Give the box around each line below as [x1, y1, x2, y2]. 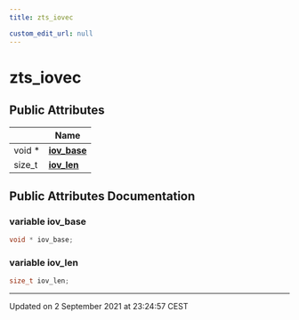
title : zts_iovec [9, 12, 74, 22]
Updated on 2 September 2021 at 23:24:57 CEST [9, 301, 189, 312]
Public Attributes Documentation [9, 188, 196, 204]
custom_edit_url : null [9, 28, 93, 38]
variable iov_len [9, 256, 78, 268]
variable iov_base [9, 215, 87, 228]
